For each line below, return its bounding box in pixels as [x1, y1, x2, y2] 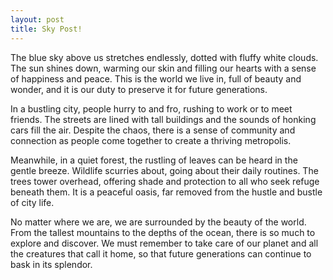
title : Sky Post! [10, 24, 83, 34]
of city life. [10, 196, 55, 208]
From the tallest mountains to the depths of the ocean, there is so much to [10, 226, 316, 238]
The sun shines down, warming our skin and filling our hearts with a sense [10, 62, 317, 74]
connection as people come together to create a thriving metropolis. [10, 134, 292, 146]
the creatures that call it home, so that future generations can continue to [10, 247, 312, 260]
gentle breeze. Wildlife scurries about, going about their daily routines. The [10, 164, 319, 176]
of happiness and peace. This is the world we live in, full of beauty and [10, 72, 302, 85]
